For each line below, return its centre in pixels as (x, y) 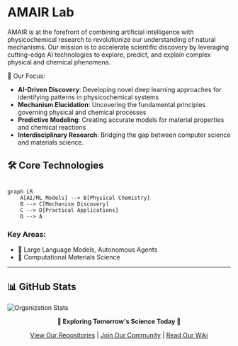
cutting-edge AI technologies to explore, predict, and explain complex (109, 55)
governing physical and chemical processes (82, 112)
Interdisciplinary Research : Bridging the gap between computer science (124, 135)
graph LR (20, 191)
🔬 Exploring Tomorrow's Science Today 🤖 (119, 321)
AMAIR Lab (41, 12)
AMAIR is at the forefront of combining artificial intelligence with (101, 32)
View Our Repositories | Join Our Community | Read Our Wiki (119, 335)
